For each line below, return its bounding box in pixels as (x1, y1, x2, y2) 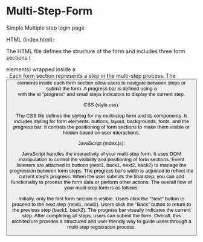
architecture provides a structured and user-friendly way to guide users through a (11, 218, 192, 224)
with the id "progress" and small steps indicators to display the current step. (18, 91, 185, 97)
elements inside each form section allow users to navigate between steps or (17, 80, 186, 86)
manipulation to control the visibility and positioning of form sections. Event (18, 156, 185, 163)
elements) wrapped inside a (6, 65, 76, 73)
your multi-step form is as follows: (64, 185, 139, 191)
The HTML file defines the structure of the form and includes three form (6, 47, 185, 55)
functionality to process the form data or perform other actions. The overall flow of (11, 179, 192, 185)
